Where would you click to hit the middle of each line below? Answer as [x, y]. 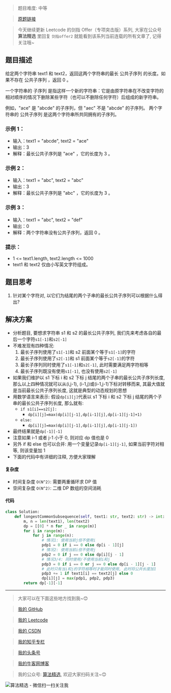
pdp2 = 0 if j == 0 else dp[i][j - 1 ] [83, 555]
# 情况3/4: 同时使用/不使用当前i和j [76, 559]
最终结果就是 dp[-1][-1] [37, 431]
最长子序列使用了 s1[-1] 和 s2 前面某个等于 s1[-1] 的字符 [78, 352]
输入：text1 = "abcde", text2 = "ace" [51, 141]
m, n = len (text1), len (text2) [57, 521]
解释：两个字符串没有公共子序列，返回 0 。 [58, 233]
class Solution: [22, 512]
